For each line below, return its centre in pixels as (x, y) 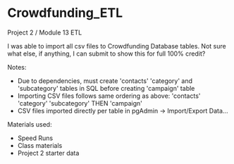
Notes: (17, 67)
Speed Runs (35, 138)
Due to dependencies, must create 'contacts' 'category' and (105, 81)
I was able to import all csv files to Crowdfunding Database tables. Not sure (117, 46)
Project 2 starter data (48, 153)
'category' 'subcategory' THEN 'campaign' (80, 103)
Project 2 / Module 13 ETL (45, 32)
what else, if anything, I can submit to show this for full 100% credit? (106, 53)
